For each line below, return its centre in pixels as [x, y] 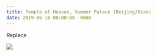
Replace [16, 35]
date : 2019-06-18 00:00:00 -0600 [49, 18]
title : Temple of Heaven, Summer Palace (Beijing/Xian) [79, 12]
